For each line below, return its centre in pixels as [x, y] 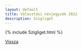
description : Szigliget [29, 18]
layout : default [21, 9]
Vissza [12, 42]
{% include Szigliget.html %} [34, 33]
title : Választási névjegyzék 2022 [41, 14]
